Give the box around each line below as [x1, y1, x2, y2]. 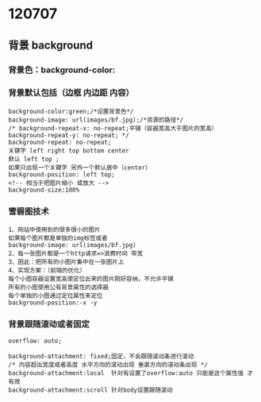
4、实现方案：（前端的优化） [8, 267, 86, 275]
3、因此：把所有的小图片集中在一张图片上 [8, 258, 125, 266]
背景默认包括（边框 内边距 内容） [8, 87, 135, 99]
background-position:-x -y [8, 299, 98, 307]
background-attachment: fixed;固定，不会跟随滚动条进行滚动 [8, 353, 194, 361]
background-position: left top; [8, 170, 115, 179]
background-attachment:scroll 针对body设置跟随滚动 [8, 386, 173, 394]
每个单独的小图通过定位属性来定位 [8, 292, 103, 300]
